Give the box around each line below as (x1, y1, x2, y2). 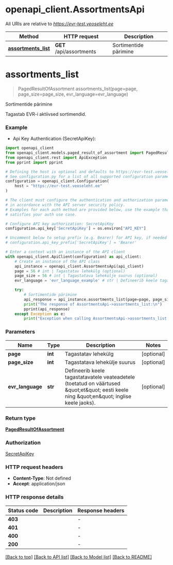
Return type (5, 414, 36, 421)
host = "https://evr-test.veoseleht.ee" (14, 184, 102, 189)
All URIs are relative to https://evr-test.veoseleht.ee (5, 21, 114, 27)
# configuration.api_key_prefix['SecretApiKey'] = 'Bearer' (5, 240, 137, 245)
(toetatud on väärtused (65, 380, 121, 387)
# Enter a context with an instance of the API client (5, 250, 126, 255)
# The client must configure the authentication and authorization (5, 198, 153, 203)
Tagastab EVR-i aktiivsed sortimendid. (5, 111, 86, 117)
